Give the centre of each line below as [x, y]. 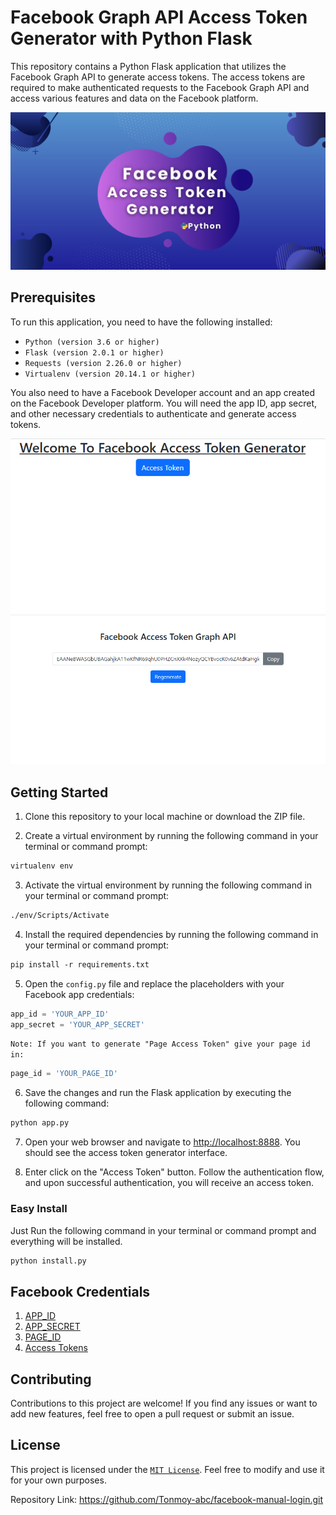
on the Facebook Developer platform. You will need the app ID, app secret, [164, 403]
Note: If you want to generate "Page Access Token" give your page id [160, 1044]
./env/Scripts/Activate [60, 915]
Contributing [51, 1379]
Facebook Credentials [80, 1291]
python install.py [48, 1261]
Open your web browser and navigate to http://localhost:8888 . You [162, 1142]
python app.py [40, 1123]
